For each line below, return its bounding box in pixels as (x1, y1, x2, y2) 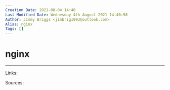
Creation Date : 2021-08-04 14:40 (5, 7, 76, 13)
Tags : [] (5, 26, 24, 32)
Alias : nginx (5, 21, 33, 27)
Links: (5, 70, 18, 76)
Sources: (5, 80, 24, 86)
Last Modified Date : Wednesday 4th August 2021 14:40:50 (5, 12, 128, 17)
